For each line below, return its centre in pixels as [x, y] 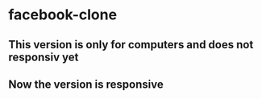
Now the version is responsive [86, 84]
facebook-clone [63, 15]
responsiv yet [44, 57]
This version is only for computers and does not [131, 45]
